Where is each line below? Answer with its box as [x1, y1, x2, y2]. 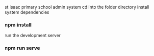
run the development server [4, 33, 61, 38]
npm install [4, 21, 32, 28]
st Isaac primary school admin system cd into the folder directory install [4, 4, 150, 10]
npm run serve [4, 45, 40, 52]
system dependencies [4, 9, 50, 15]
